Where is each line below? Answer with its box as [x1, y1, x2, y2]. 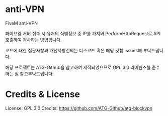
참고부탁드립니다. [20, 70, 54, 76]
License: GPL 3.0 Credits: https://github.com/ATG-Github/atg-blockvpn [5, 105, 152, 111]
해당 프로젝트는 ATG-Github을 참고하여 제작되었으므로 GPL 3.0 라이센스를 [5, 64, 151, 70]
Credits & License [5, 89, 80, 100]
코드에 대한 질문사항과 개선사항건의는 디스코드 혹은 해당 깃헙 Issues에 [5, 47, 142, 53]
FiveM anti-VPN [5, 20, 38, 26]
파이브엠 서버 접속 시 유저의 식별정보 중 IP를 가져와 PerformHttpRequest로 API [5, 30, 161, 36]
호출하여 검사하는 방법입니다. [5, 37, 62, 43]
